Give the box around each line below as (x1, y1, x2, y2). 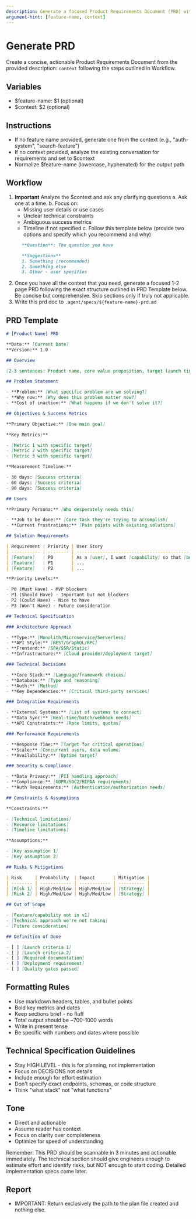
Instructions (6, 121, 51, 131)
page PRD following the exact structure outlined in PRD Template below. (14, 286, 188, 293)
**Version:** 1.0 (6, 347, 48, 353)
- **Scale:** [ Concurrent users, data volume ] (6, 747, 121, 753)
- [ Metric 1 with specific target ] (6, 442, 93, 448)
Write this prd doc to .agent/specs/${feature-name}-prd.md (14, 298, 157, 305)
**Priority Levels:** (6, 576, 59, 582)
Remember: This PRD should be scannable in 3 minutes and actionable (6, 1149, 176, 1156)
